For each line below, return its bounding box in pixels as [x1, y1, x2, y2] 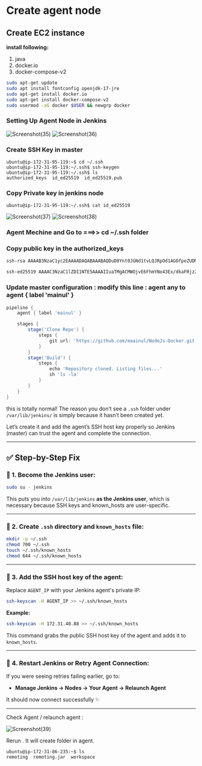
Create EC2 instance [6, 28, 85, 38]
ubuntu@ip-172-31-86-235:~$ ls [6, 749, 85, 755]
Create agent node [6, 4, 101, 18]
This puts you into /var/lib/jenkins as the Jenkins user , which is [6, 496, 170, 503]
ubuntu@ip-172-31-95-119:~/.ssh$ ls [6, 170, 98, 176]
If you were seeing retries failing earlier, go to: [6, 672, 120, 680]
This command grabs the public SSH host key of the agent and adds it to [6, 631, 186, 639]
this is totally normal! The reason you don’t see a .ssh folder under [6, 405, 171, 412]
